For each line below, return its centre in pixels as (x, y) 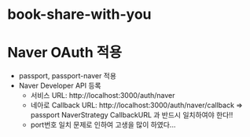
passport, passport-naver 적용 (68, 76)
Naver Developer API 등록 (60, 86)
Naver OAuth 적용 (65, 53)
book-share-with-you (79, 14)
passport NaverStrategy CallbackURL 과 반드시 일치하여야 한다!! (132, 115)
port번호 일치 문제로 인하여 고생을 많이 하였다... (103, 125)
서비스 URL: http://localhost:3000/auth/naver (103, 96)
